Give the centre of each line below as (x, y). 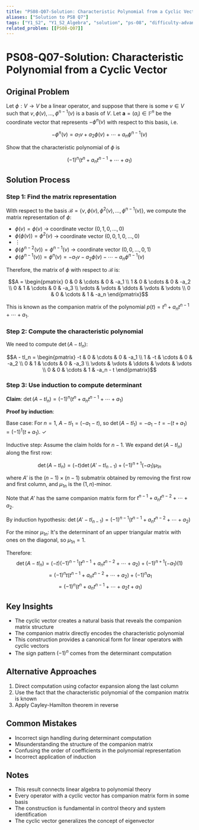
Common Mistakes (41, 724)
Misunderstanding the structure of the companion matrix (84, 744)
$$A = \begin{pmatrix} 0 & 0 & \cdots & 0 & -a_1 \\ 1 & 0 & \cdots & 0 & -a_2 (99, 282)
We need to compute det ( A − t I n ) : (47, 345)
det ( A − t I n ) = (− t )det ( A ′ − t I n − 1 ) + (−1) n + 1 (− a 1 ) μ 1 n (99, 465)
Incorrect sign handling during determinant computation (83, 738)
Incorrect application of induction (55, 757)
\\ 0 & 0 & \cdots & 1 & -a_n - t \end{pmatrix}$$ (99, 369)
